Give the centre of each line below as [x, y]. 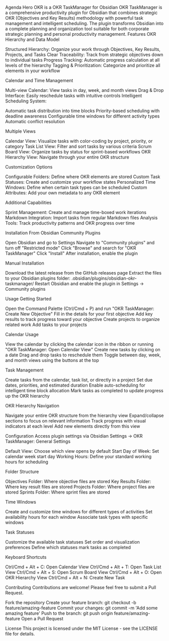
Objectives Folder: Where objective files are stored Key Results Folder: [78, 481]
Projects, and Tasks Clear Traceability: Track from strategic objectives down [84, 55]
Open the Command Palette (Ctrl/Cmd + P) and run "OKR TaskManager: [80, 308]
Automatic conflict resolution [35, 121]
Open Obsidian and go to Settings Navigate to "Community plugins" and [80, 243]
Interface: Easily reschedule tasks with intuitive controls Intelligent [74, 96]
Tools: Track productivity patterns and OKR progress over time [70, 223]
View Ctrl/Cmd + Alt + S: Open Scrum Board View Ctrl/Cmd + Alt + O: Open [83, 572]
